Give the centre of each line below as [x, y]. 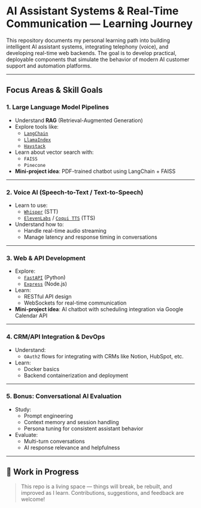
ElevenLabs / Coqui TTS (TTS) [60, 218]
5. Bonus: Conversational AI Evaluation [64, 396]
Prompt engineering [48, 416]
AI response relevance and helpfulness [72, 448]
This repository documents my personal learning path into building [88, 40]
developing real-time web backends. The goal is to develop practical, [92, 53]
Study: [23, 409]
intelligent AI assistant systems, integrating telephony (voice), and [87, 47]
